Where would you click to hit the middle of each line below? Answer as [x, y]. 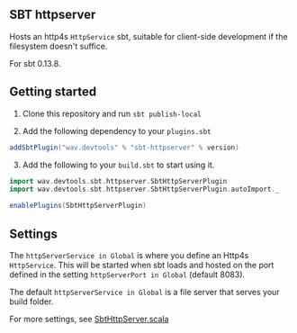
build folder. [31, 301]
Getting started [53, 92]
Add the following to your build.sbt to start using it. [118, 165]
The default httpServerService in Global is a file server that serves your [145, 292]
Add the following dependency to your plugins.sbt [117, 130]
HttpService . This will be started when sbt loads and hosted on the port [142, 265]
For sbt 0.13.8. [35, 63]
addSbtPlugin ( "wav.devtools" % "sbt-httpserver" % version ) [125, 148]
